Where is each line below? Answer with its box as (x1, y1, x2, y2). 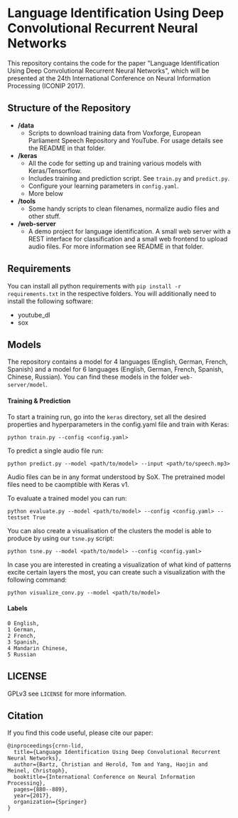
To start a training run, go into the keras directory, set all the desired (7, 412, 206, 421)
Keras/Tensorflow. (28, 166, 82, 175)
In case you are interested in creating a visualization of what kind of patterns (7, 560, 232, 569)
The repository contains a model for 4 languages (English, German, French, (7, 357, 228, 366)
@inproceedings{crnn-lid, (7, 743, 84, 750)
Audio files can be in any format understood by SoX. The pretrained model (7, 472, 225, 481)
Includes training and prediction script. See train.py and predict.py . (28, 174, 229, 182)
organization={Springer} (13, 799, 87, 806)
